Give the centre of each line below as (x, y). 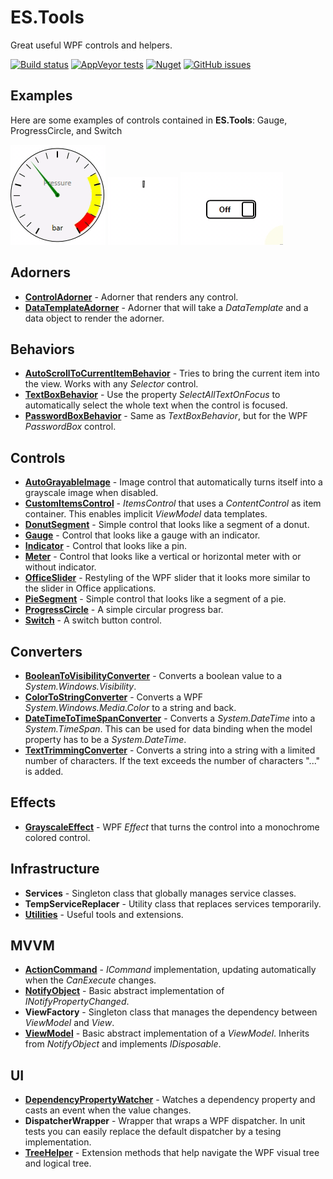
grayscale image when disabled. (91, 493)
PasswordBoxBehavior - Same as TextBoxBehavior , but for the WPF (166, 416)
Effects (33, 802)
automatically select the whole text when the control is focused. (156, 405)
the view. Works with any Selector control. (111, 384)
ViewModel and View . (69, 1023)
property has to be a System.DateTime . (105, 739)
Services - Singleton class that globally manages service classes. (160, 893)
